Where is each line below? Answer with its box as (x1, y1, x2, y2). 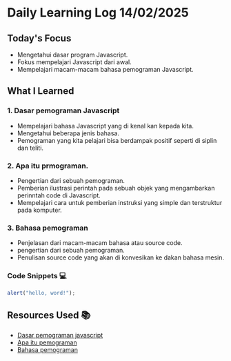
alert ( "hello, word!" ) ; (7, 289, 76, 296)
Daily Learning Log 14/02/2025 (7, 5, 190, 21)
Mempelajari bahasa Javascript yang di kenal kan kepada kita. (17, 121, 194, 130)
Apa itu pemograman (17, 338, 77, 347)
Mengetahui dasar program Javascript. (17, 50, 128, 59)
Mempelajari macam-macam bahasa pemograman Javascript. (17, 66, 194, 73)
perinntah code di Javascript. (17, 191, 101, 199)
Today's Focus (7, 32, 72, 44)
